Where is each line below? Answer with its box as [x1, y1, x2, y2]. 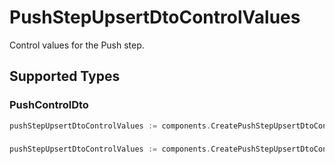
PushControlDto [9, 98, 89, 112]
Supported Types [9, 68, 121, 85]
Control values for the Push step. [9, 39, 145, 51]
